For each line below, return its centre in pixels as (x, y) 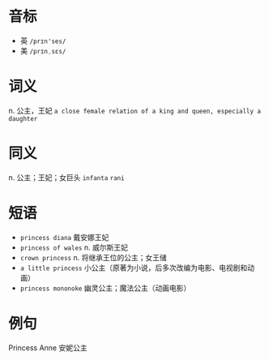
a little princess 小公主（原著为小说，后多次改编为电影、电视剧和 (134, 268)
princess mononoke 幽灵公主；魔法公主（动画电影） (105, 288)
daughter (23, 118)
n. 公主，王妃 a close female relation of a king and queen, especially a (135, 110)
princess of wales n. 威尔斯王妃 (74, 247)
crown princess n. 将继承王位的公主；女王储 (94, 257)
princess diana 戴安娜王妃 (64, 237)
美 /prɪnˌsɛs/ (43, 50)
